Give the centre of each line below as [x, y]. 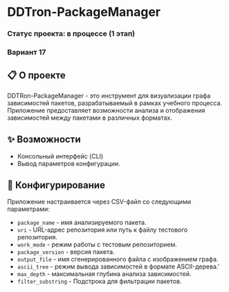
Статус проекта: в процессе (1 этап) [71, 34]
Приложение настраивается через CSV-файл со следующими [99, 202]
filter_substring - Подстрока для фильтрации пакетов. [99, 282]
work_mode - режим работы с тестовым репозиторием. [97, 245]
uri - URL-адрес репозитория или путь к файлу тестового [102, 230]
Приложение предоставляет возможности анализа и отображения [106, 110]
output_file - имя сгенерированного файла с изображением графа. [118, 259]
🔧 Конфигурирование [56, 185]
